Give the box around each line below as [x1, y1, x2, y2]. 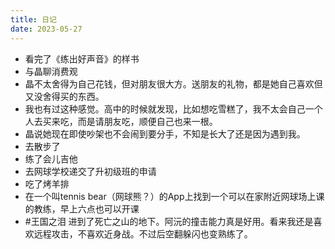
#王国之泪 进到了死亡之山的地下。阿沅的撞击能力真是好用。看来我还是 [24, 215, 314, 227]
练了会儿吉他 [24, 152, 78, 165]
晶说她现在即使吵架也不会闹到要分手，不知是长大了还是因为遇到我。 [24, 127, 306, 140]
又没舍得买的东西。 [24, 90, 105, 102]
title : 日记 [10, 14, 57, 25]
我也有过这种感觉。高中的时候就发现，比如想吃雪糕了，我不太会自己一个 [24, 102, 323, 115]
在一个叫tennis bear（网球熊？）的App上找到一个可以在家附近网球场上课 [24, 190, 325, 202]
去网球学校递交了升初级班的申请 [24, 165, 157, 177]
